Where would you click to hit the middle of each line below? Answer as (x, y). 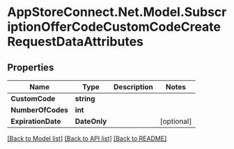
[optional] (176, 121)
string (85, 99)
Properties (31, 67)
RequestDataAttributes (76, 42)
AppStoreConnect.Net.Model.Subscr (117, 12)
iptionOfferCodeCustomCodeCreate (114, 27)
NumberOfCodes (39, 110)
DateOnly (91, 121)
